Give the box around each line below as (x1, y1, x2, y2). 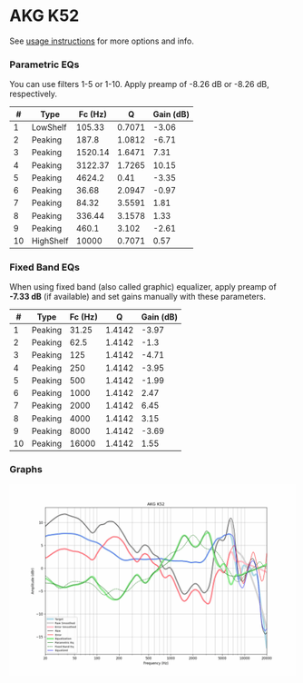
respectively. (9, 88, 57, 100)
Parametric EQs (9, 58, 80, 71)
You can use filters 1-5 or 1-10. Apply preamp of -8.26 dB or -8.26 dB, (9, 79, 269, 90)
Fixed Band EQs (9, 261, 80, 273)
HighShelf (31, 235, 69, 246)
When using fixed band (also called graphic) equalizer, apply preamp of (9, 282, 277, 292)
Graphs (9, 463, 43, 476)
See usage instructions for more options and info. (9, 35, 195, 46)
